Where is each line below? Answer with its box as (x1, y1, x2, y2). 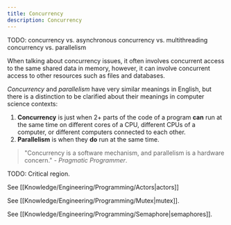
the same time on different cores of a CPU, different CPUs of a (17, 120, 196, 128)
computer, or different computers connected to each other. (17, 128, 186, 136)
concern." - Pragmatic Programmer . (24, 156, 128, 164)
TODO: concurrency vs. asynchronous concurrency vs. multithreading (7, 35, 208, 44)
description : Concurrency (7, 17, 82, 24)
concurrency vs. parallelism (7, 43, 87, 51)
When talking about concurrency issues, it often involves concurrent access (7, 56, 225, 65)
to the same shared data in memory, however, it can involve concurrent (7, 64, 210, 72)
